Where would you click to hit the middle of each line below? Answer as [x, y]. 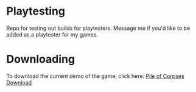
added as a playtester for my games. [52, 34]
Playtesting [36, 11]
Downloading [40, 59]
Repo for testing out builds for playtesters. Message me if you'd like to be [98, 28]
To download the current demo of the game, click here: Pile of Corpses [95, 76]
